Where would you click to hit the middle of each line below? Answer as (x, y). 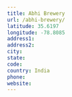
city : (15, 52)
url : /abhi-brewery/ (36, 20)
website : (19, 83)
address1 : (21, 39)
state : (16, 58)
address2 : (21, 45)
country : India (29, 70)
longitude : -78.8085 (36, 32)
